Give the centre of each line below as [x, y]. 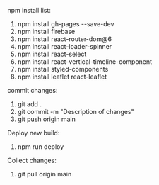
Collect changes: [32, 160]
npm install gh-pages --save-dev [66, 24]
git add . [30, 104]
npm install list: [29, 10]
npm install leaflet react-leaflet [62, 77]
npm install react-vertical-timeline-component [85, 62]
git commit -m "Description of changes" [76, 112]
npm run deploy [41, 147]
